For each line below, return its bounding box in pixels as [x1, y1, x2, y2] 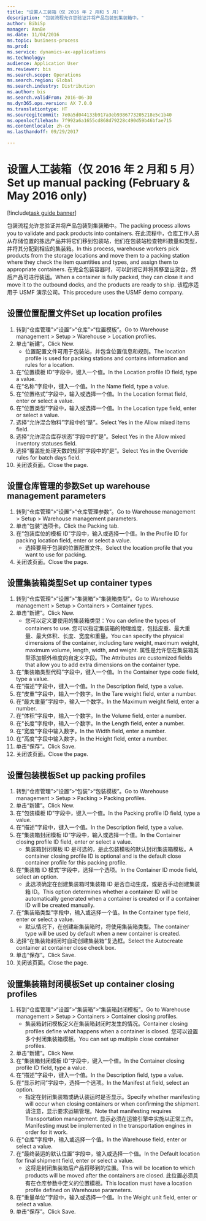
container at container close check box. [15, 944, 116, 952]
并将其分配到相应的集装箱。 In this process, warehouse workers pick [7, 245, 180, 252]
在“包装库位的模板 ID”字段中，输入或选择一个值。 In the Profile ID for [15, 530, 188, 537]
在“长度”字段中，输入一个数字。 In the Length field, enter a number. [15, 720, 185, 727]
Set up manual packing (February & [7, 176, 190, 190]
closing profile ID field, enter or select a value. [15, 838, 132, 845]
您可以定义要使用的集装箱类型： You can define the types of [25, 617, 176, 625]
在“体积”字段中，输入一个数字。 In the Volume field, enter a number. [15, 712, 186, 720]
